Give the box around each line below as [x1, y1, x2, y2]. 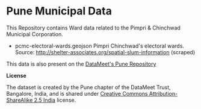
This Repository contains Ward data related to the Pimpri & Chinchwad [6, 24, 181, 31]
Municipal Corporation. [6, 30, 63, 37]
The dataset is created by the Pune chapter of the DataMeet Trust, [6, 83, 171, 91]
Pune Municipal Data [6, 4, 113, 18]
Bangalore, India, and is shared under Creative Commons [6, 90, 148, 97]
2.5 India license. [34, 96, 76, 104]
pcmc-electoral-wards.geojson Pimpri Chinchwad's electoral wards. [14, 42, 185, 49]
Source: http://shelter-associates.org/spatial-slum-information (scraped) [14, 48, 196, 55]
